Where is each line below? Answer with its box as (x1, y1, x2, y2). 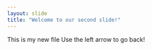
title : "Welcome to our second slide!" (7, 16, 121, 23)
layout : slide (7, 10, 48, 17)
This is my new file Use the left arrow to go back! (7, 35, 145, 43)
